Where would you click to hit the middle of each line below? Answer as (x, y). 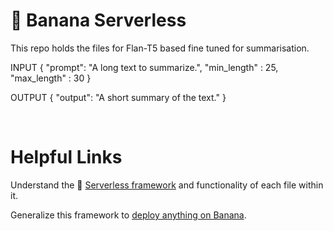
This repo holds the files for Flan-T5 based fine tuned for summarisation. (160, 48)
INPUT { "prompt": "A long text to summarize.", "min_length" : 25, (144, 67)
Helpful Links (66, 157)
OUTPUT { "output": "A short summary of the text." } (118, 97)
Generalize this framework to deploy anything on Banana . (128, 215)
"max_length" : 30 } (51, 78)
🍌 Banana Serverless (98, 20)
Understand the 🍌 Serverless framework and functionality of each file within (167, 185)
